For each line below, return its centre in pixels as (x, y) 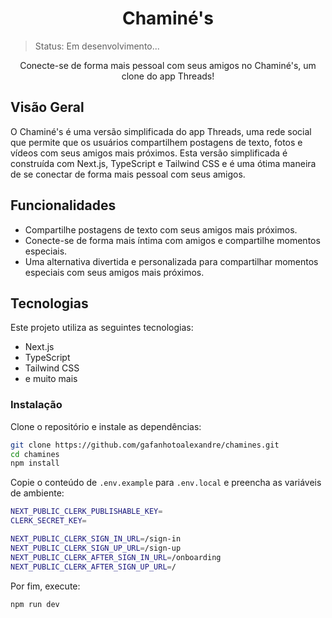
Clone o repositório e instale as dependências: (106, 426)
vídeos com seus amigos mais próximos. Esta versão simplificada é (149, 153)
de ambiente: (37, 493)
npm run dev (35, 604)
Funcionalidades (63, 205)
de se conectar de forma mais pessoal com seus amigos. (128, 174)
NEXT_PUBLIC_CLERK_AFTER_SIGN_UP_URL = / (93, 567)
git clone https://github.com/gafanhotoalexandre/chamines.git (145, 445)
